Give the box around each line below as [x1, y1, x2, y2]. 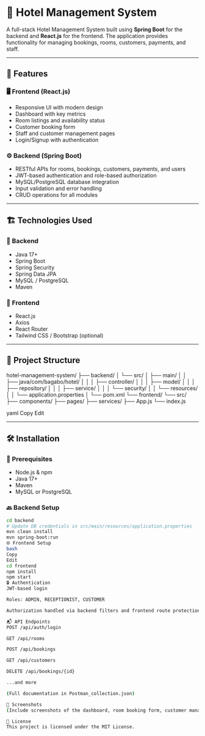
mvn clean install [6, 529, 53, 535]
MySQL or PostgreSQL [15, 488, 73, 496]
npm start [6, 574, 32, 580]
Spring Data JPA [15, 270, 57, 278]
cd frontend [6, 562, 37, 569]
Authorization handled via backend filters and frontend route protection [6, 608, 201, 614]
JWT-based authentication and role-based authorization [15, 171, 157, 179]
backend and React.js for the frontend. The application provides [6, 32, 168, 39]
